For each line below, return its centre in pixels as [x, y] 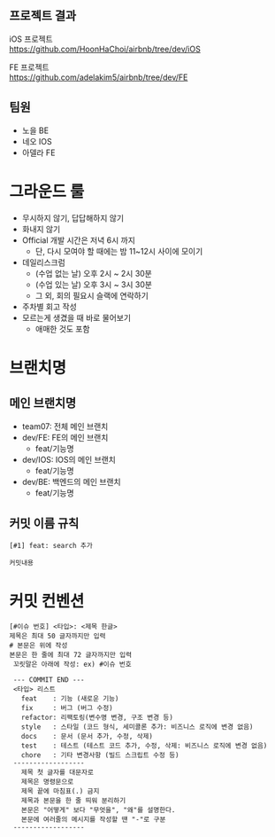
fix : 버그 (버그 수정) [67, 708]
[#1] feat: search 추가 [51, 546]
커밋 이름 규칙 [44, 523]
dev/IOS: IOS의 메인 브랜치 [69, 459]
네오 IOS [37, 141]
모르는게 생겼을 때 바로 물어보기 [76, 317]
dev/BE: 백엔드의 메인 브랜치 [71, 481]
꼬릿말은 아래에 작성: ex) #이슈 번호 [72, 665]
